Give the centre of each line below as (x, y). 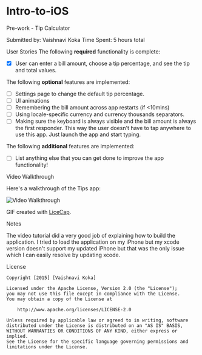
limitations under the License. (47, 347)
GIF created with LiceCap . (39, 212)
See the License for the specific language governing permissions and (97, 342)
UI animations (32, 101)
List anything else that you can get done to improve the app (89, 158)
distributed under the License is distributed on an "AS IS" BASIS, (95, 326)
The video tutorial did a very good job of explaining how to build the (91, 236)
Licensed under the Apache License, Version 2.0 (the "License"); (92, 289)
